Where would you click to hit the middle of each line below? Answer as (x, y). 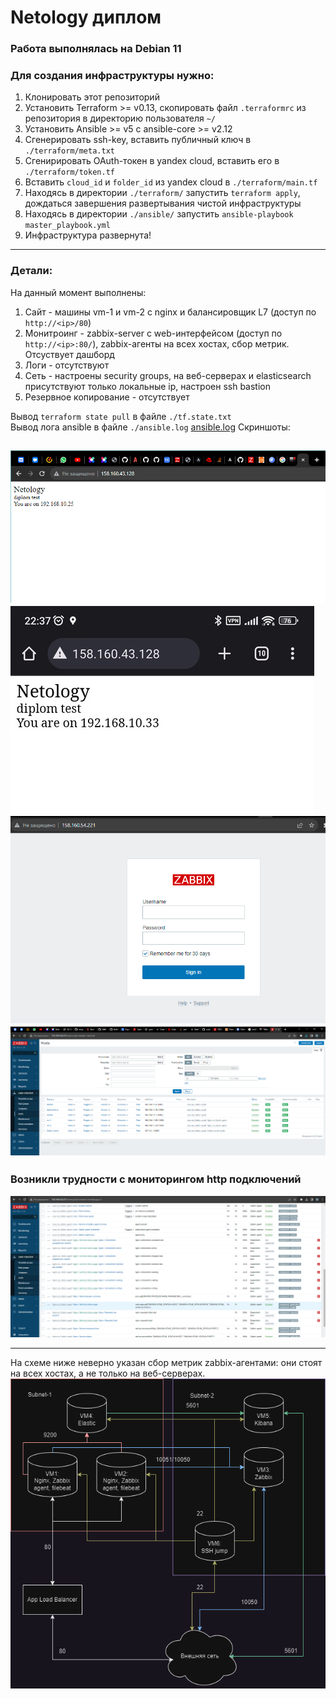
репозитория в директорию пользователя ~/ (120, 118)
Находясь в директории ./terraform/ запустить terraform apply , (162, 193)
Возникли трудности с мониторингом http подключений (156, 1179)
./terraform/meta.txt (69, 151)
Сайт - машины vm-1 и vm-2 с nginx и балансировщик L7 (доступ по (170, 312)
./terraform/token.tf (69, 172)
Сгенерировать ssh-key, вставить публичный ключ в (138, 140)
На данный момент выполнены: (78, 292)
